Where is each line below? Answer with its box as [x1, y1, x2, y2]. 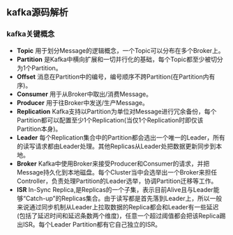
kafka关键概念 [6, 29, 55, 39]
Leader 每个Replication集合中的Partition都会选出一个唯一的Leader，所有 [16, 133, 226, 141]
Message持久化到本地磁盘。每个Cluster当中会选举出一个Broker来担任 [16, 168, 218, 176]
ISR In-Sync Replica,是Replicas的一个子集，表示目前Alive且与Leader [16, 185, 213, 193]
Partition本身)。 [16, 124, 62, 133]
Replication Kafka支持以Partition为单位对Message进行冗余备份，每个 [16, 107, 217, 115]
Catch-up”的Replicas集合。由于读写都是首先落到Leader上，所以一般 [25, 194, 223, 202]
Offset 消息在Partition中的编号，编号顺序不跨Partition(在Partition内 [16, 72, 209, 81]
